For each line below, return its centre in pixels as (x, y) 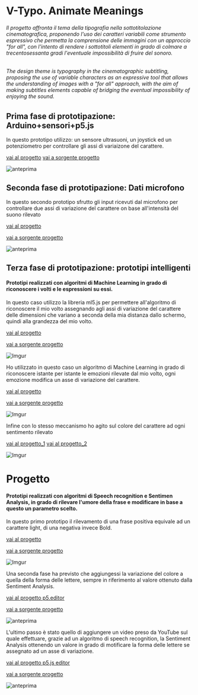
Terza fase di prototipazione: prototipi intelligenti (98, 268)
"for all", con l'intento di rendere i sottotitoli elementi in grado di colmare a (97, 46)
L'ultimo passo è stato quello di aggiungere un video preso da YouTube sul (97, 632)
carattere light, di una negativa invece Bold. (59, 528)
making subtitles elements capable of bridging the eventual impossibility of (98, 90)
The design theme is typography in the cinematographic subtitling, (87, 71)
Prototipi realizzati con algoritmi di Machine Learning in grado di (87, 283)
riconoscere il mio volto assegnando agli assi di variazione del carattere (94, 308)
